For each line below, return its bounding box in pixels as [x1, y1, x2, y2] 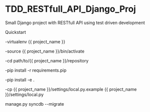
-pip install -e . [5, 77, 35, 83]
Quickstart [5, 29, 26, 35]
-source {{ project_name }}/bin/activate [5, 48, 85, 54]
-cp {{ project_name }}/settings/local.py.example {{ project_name [5, 86, 137, 92]
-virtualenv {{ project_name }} [5, 38, 65, 45]
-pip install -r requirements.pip [5, 67, 67, 73]
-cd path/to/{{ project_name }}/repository [5, 57, 89, 63]
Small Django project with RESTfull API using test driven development [5, 20, 145, 26]
